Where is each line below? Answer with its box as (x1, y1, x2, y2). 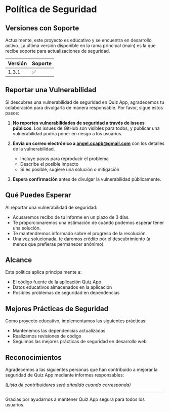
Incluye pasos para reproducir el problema (20, 156, 109, 162)
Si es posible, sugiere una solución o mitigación (20, 166, 120, 172)
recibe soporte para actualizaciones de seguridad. (5, 48, 110, 54)
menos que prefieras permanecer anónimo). (12, 241, 105, 247)
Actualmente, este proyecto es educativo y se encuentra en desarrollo (5, 37, 152, 43)
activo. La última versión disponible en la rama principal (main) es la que (5, 43, 156, 49)
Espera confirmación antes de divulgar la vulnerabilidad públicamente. (12, 176, 161, 182)
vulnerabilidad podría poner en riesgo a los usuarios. (12, 130, 123, 136)
